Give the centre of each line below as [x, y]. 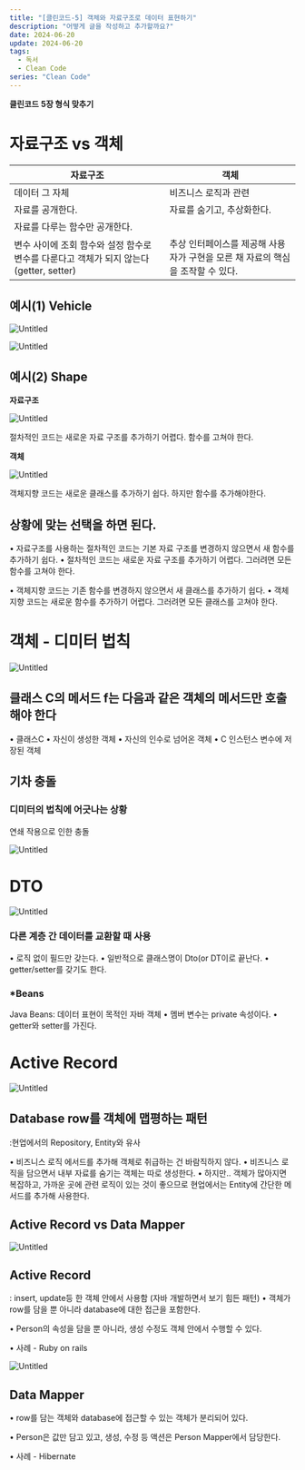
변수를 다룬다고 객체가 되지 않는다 [82, 258]
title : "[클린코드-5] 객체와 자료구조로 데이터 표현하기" [103, 18]
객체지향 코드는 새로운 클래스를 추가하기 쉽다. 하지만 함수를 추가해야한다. [138, 493]
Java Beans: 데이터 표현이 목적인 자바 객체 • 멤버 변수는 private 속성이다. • [144, 1014]
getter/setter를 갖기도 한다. [58, 969]
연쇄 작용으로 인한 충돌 [49, 831]
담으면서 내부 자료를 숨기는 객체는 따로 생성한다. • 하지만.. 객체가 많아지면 [157, 1173]
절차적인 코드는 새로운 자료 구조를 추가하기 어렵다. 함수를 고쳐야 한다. [132, 438]
